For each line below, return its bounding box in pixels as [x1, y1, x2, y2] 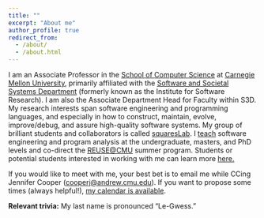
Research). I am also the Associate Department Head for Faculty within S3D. [8, 96, 257, 104]
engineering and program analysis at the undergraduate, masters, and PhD [8, 137, 251, 146]
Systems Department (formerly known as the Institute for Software [8, 87, 225, 96]
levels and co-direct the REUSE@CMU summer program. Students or [8, 145, 233, 155]
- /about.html [15, 48, 62, 56]
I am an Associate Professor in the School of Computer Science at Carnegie [8, 70, 255, 79]
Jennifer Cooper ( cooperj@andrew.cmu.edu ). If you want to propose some [8, 178, 251, 186]
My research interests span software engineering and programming [8, 103, 228, 113]
